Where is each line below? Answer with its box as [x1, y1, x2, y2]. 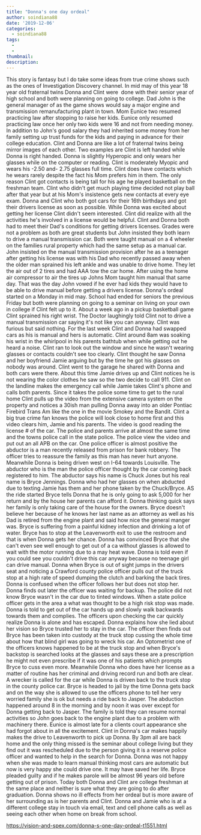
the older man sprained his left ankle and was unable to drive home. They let [6, 261, 196, 268]
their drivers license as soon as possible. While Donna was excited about [6, 203, 187, 210]
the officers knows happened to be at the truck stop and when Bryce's [6, 644, 181, 651]
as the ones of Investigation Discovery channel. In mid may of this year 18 [6, 82, 188, 89]
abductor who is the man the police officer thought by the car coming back [6, 465, 192, 473]
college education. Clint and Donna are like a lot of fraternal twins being [6, 139, 184, 147]
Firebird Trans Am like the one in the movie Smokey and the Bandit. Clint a [6, 408, 190, 415]
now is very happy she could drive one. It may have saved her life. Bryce [6, 765, 186, 772]
